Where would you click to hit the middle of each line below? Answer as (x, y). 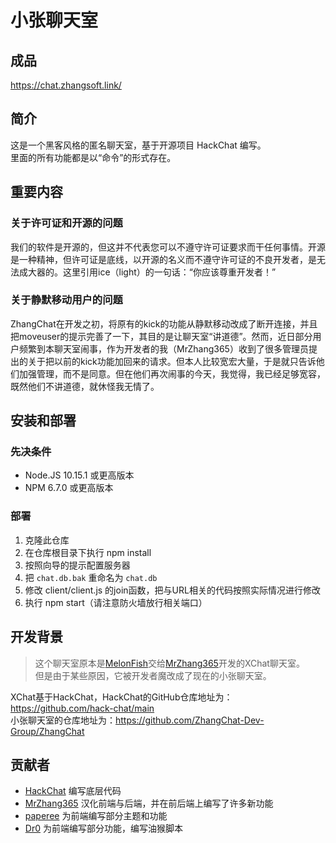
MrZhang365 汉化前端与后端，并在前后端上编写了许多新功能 (149, 803)
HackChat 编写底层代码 (73, 791)
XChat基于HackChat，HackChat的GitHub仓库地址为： (121, 697)
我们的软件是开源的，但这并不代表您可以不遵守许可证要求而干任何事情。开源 (168, 247)
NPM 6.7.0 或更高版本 (69, 488)
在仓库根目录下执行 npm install (88, 552)
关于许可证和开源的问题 (66, 223)
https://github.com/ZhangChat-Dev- (190, 720)
